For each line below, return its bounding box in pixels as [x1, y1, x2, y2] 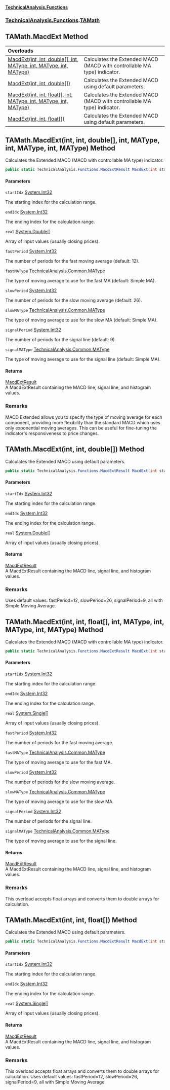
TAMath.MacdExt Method [5, 32, 89, 41]
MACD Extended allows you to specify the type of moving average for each [5, 414, 162, 420]
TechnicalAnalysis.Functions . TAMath [5, 17, 100, 24]
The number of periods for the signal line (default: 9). [5, 337, 116, 343]
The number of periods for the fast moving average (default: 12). [5, 258, 140, 264]
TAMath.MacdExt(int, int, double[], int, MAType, [5, 136, 160, 144]
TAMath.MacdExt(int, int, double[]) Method [5, 445, 145, 454]
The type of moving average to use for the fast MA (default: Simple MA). [5, 278, 156, 284]
